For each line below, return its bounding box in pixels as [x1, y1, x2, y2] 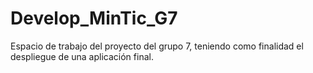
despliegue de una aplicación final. [10, 50, 154, 62]
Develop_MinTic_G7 [10, 7, 178, 30]
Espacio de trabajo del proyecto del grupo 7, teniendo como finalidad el [10, 40, 304, 52]
